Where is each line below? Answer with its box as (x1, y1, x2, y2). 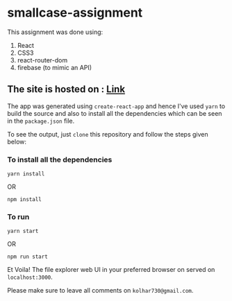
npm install (7, 196, 42, 203)
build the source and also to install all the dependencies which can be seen (7, 109, 222, 117)
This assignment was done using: (7, 28, 103, 36)
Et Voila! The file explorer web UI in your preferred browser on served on (7, 266, 215, 274)
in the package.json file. (7, 117, 75, 125)
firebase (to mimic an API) (17, 63, 92, 71)
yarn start (7, 227, 39, 235)
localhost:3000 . (7, 273, 53, 282)
